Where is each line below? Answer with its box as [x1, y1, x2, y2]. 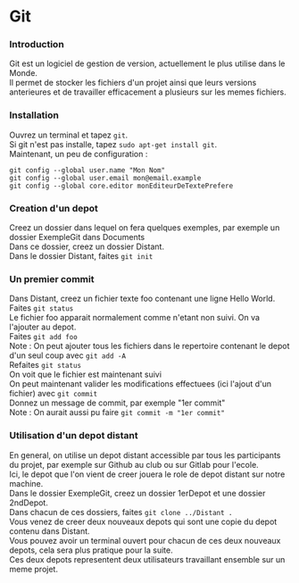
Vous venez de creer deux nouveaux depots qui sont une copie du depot [9, 516, 278, 527]
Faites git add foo [9, 331, 78, 342]
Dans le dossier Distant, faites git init [9, 251, 154, 262]
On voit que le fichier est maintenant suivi [9, 369, 162, 380]
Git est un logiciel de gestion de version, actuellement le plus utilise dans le [9, 58, 286, 69]
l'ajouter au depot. [9, 321, 77, 332]
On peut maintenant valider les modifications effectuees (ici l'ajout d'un [9, 379, 272, 389]
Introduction [9, 38, 64, 51]
